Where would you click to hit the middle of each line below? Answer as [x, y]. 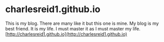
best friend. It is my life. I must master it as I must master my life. [73, 28]
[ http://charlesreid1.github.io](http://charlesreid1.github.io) [66, 34]
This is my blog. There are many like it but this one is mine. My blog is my [82, 23]
